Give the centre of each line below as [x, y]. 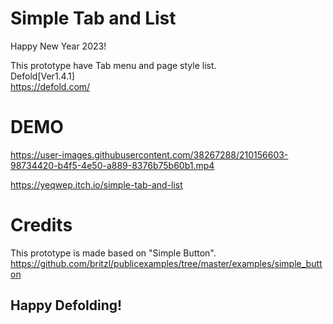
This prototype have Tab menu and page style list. [113, 65]
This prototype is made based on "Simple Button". [113, 253]
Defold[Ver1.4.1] [42, 76]
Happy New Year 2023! [58, 46]
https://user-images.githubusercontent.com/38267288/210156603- [149, 154]
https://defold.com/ [50, 86]
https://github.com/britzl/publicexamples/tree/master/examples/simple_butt [166, 263]
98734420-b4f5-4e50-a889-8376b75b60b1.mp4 [112, 165]
